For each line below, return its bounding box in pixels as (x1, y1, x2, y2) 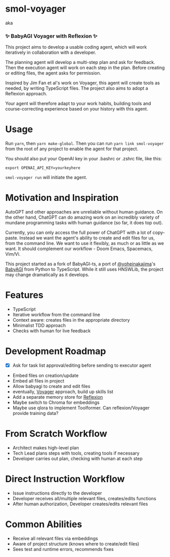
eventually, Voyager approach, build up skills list (12, 389, 114, 395)
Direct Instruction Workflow (5, 473, 125, 485)
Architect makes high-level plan (12, 444, 79, 450)
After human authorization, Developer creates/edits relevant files (12, 501, 148, 507)
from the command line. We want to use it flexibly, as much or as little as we (5, 240, 164, 247)
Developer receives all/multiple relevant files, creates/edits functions (12, 495, 156, 501)
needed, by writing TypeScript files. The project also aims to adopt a (5, 85, 148, 91)
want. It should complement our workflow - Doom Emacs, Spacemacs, (5, 246, 153, 252)
